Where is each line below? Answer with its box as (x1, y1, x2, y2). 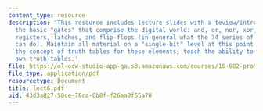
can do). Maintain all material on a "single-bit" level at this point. (15, 41, 258, 48)
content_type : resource (8, 11, 86, 20)
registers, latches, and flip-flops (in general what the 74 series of (15, 33, 254, 41)
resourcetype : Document (8, 77, 86, 84)
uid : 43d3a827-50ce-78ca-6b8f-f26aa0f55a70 (8, 91, 153, 99)
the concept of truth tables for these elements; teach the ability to (15, 48, 254, 55)
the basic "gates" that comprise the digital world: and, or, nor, (15, 26, 240, 34)
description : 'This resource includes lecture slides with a (8, 19, 212, 27)
